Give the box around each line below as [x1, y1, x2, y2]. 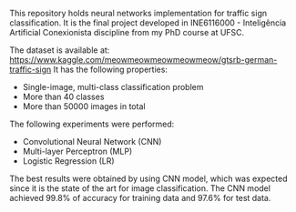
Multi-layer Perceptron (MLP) [22, 146, 133, 156]
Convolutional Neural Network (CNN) [22, 136, 162, 146]
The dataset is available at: [9, 45, 110, 56]
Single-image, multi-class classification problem [22, 82, 204, 92]
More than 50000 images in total [22, 101, 146, 112]
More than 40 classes [22, 91, 105, 102]
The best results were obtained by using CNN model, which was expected [9, 173, 288, 184]
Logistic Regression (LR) [22, 156, 116, 167]
